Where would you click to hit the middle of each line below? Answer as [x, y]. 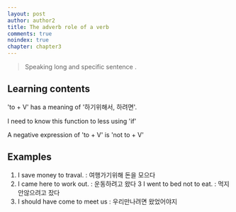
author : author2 [31, 20]
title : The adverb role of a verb [58, 27]
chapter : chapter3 [34, 47]
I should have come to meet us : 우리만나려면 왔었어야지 [97, 201]
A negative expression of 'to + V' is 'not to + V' [75, 134]
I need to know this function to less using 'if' [72, 121]
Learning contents [49, 89]
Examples [29, 157]
